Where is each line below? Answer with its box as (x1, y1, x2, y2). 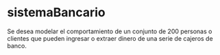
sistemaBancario (7, 5, 106, 20)
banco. (7, 41, 27, 50)
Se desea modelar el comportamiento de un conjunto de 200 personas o (7, 27, 212, 35)
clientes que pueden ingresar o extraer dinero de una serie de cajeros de (7, 34, 214, 42)
